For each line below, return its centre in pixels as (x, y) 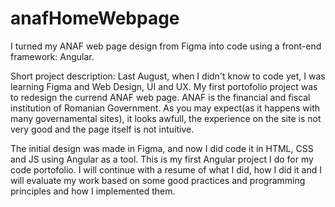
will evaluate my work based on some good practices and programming (158, 180)
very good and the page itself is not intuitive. (102, 129)
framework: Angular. (52, 56)
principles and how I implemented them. (93, 191)
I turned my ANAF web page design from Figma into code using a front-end (166, 46)
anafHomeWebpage (95, 18)
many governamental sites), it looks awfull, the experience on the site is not (166, 118)
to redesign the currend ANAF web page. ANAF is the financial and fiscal (160, 97)
